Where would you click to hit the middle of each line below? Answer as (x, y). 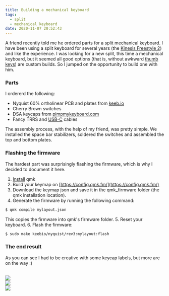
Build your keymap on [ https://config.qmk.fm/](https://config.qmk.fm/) (86, 184)
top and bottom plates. (29, 140)
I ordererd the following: (30, 94)
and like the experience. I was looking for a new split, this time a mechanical (84, 54)
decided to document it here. (35, 169)
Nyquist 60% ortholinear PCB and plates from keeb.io (68, 103)
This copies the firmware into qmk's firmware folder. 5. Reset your (74, 219)
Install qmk (24, 179)
